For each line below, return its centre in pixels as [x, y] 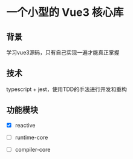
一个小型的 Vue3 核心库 [65, 12]
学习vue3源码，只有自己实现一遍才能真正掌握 [63, 52]
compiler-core [33, 149]
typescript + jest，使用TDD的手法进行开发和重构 [66, 89]
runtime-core [31, 137]
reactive [25, 125]
